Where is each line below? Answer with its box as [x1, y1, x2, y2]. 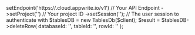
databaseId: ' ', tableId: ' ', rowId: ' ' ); [38, 23, 123, 29]
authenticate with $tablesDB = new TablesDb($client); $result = [6, 17, 160, 24]
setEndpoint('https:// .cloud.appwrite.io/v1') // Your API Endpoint [6, 5, 160, 11]
